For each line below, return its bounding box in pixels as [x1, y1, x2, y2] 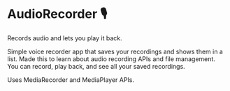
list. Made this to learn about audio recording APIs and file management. [7, 54, 215, 63]
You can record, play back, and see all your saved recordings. [7, 62, 185, 70]
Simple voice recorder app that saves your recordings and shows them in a [7, 47, 224, 56]
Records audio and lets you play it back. [7, 33, 122, 42]
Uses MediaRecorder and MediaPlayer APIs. [7, 75, 135, 84]
